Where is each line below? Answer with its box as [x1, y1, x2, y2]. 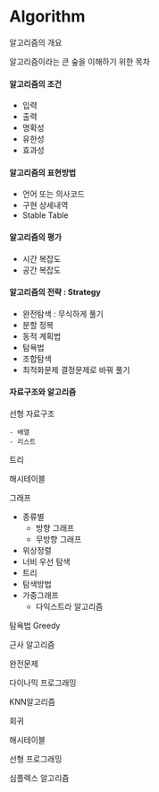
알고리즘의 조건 [9, 78, 63, 89]
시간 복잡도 [21, 253, 62, 264]
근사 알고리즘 [9, 639, 55, 649]
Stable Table [21, 210, 69, 221]
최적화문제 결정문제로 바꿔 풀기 [21, 364, 130, 375]
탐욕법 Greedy [9, 620, 61, 631]
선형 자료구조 [9, 408, 55, 419]
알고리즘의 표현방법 [9, 167, 77, 178]
